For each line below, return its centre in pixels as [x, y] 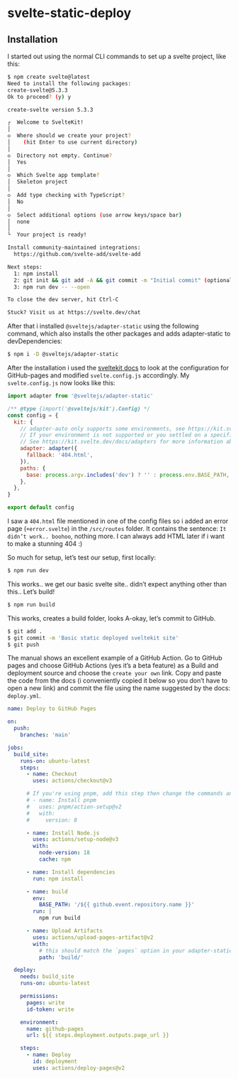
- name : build [47, 891]
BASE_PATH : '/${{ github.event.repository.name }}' [117, 905]
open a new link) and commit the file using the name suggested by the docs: [119, 688]
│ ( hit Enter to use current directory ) [73, 142]
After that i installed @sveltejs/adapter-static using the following [103, 326]
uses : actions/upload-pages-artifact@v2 [93, 937]
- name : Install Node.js [63, 833]
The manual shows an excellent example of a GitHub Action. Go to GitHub [115, 658]
